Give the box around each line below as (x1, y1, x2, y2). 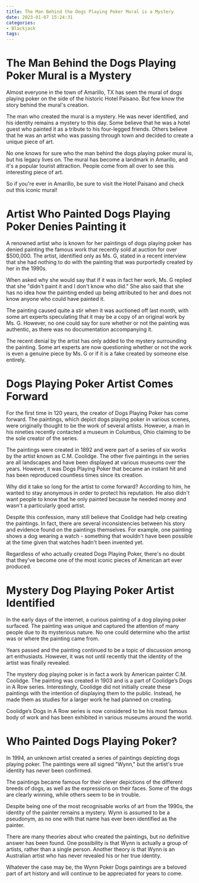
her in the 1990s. (6, 265, 48, 272)
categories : (6, 20, 36, 26)
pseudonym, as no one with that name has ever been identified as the (6, 815, 177, 822)
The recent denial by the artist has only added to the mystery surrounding (6, 337, 187, 344)
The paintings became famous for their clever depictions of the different (6, 778, 183, 785)
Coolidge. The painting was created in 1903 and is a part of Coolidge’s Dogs (6, 677, 192, 684)
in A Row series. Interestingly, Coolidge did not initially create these (6, 683, 171, 690)
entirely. (6, 356, 26, 363)
